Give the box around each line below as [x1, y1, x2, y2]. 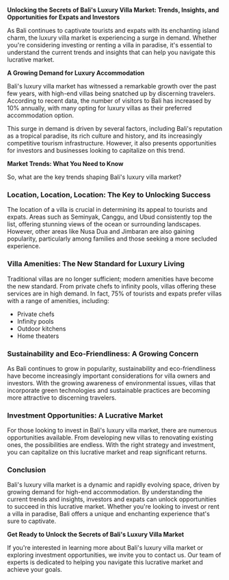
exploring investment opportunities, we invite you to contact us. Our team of [7, 551, 221, 559]
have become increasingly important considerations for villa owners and [7, 372, 211, 380]
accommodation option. [7, 111, 74, 119]
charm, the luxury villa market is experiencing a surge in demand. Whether [7, 34, 217, 42]
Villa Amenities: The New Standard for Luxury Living [7, 259, 185, 269]
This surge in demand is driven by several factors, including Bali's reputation [7, 125, 223, 132]
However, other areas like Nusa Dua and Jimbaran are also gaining [7, 228, 195, 236]
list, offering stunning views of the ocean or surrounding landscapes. [7, 220, 202, 228]
